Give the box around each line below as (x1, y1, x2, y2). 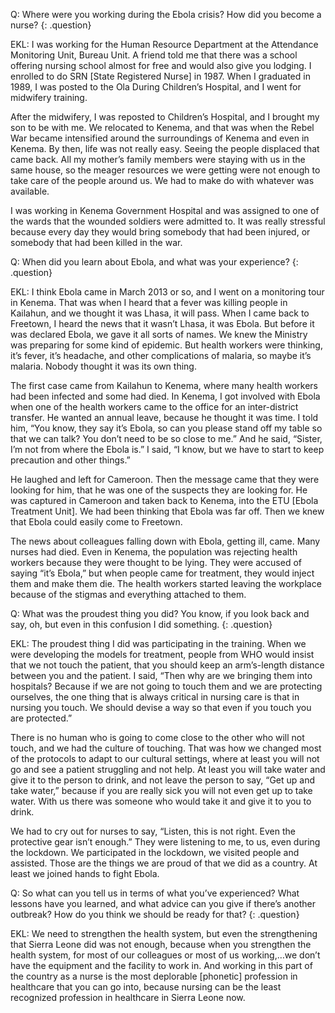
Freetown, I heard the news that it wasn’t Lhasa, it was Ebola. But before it (10, 318, 315, 329)
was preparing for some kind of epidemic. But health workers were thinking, (10, 339, 323, 351)
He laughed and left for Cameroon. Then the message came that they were (10, 474, 320, 485)
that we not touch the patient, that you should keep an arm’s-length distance (10, 659, 325, 671)
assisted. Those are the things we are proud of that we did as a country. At (10, 857, 318, 869)
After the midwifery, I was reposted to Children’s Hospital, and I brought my (10, 111, 320, 123)
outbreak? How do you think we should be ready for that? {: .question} (10, 909, 300, 920)
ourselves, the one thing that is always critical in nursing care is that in (10, 691, 300, 703)
